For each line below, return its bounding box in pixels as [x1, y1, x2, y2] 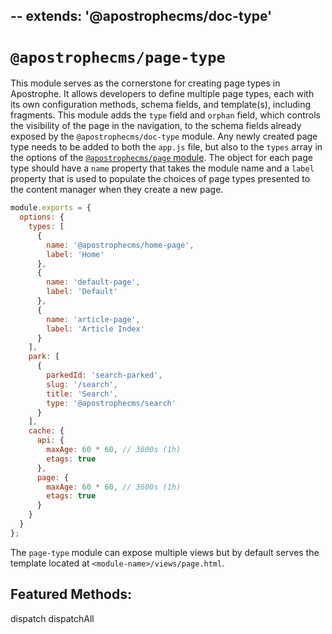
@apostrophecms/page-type [10, 48, 226, 67]
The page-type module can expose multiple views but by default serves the [10, 546, 320, 558]
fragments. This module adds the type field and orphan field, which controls [10, 109, 321, 121]
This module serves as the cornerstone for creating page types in [10, 77, 281, 89]
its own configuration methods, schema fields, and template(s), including [10, 99, 311, 111]
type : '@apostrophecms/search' [46, 398, 177, 408]
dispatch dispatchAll [10, 612, 95, 624]
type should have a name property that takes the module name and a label [10, 162, 315, 174]
